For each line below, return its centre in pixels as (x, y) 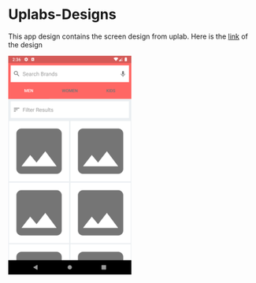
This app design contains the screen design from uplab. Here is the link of (128, 36)
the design (26, 44)
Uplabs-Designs (62, 15)
